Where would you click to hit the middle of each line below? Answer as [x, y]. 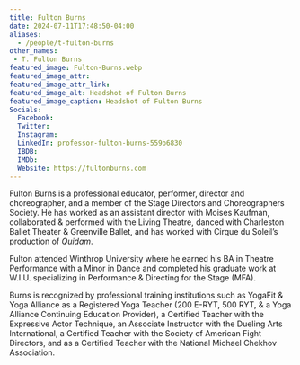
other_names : [34, 51]
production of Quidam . [51, 241]
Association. [32, 352]
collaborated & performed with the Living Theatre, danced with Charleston [147, 222]
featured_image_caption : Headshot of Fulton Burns [106, 101]
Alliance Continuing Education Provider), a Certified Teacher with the [137, 315]
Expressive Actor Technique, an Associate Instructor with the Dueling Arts [146, 324]
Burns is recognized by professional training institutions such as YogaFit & [146, 295]
